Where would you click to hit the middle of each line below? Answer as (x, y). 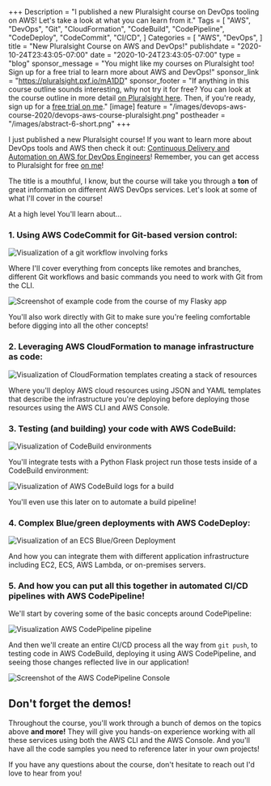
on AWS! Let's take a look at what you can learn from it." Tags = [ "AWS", (129, 20)
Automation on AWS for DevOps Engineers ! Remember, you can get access (134, 157)
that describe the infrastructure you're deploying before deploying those (129, 399)
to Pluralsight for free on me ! (56, 165)
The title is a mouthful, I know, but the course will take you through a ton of (133, 181)
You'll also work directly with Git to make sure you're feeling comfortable (129, 317)
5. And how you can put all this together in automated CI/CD (128, 586)
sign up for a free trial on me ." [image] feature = (88, 106)
